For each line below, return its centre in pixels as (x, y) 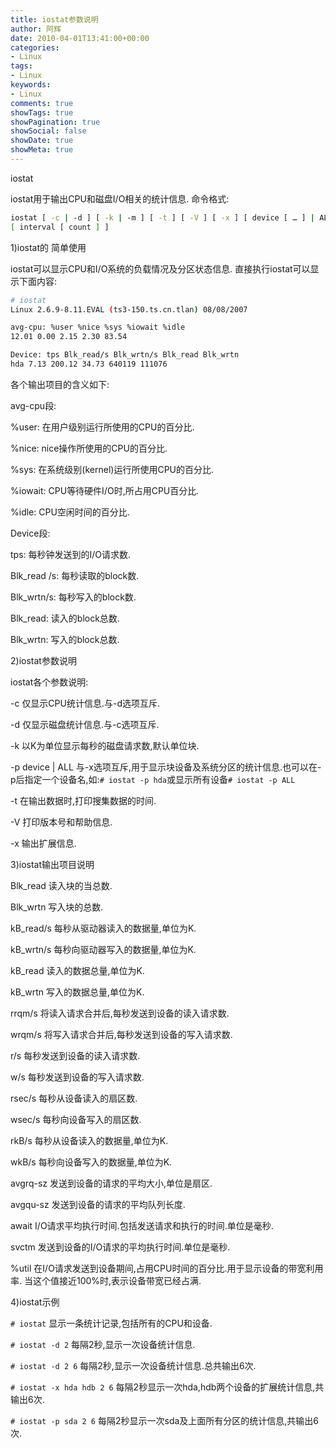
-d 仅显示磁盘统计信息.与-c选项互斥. (85, 724)
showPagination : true (55, 122)
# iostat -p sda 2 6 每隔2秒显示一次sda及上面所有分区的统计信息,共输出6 (165, 1420)
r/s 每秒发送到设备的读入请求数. (75, 1055)
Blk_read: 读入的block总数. (65, 618)
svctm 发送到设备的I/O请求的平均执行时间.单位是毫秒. (120, 1247)
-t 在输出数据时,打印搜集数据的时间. (83, 800)
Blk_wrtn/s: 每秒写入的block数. (73, 597)
